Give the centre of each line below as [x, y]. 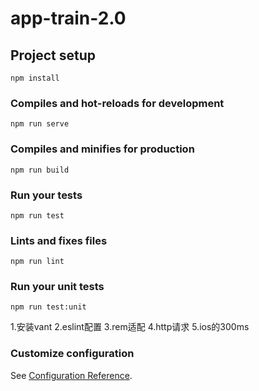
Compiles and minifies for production [102, 149]
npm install [35, 78]
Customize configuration [72, 354]
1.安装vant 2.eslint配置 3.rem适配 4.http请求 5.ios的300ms [130, 327]
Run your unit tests [57, 287]
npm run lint [37, 262]
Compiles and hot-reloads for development [117, 103]
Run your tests [46, 195]
